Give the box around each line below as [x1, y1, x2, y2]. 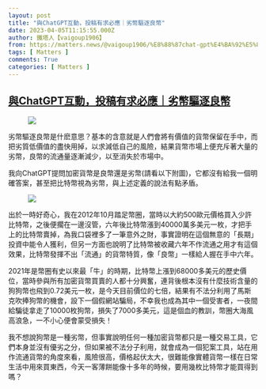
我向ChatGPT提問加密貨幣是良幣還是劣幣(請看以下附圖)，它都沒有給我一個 [8, 168, 251, 178]
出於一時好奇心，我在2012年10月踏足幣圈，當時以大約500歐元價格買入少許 [8, 210, 253, 219]
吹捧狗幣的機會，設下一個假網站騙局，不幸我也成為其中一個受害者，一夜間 [14, 296, 258, 305]
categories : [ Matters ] [8, 63, 90, 71]
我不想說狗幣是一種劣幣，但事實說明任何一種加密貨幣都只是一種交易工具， [8, 332, 251, 342]
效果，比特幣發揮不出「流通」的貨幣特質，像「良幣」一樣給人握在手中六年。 [8, 249, 258, 259]
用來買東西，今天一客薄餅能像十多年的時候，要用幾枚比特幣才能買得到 [28, 361, 258, 372]
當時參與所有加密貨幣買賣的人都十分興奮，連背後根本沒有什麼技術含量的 [21, 276, 258, 285]
